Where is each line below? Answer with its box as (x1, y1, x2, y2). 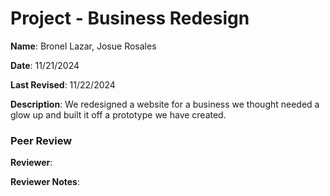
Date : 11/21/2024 (10, 59, 80, 71)
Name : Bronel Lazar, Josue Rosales (10, 40, 157, 52)
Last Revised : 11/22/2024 (10, 78, 116, 91)
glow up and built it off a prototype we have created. (10, 108, 227, 121)
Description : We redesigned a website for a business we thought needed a (10, 98, 320, 110)
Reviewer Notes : (10, 176, 80, 188)
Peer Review (10, 133, 73, 147)
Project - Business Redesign (10, 7, 250, 30)
